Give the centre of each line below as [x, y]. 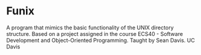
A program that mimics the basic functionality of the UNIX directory [90, 27]
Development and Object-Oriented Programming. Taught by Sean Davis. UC [101, 40]
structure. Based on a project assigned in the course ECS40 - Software [94, 33]
